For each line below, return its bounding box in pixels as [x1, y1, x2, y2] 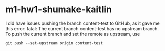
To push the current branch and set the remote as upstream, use [5, 31, 140, 37]
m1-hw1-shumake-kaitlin [5, 4, 112, 15]
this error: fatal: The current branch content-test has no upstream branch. [5, 25, 159, 31]
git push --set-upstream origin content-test [5, 40, 103, 46]
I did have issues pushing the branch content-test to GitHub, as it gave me [5, 20, 160, 26]
